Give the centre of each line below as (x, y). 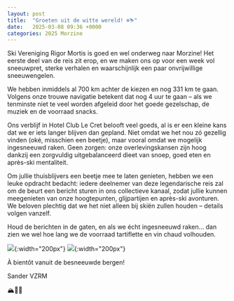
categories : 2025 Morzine (45, 33)
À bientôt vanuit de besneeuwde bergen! (66, 262)
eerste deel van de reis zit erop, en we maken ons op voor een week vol (111, 61)
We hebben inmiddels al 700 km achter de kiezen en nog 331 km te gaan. (113, 89)
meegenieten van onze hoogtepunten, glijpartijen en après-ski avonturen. (113, 199)
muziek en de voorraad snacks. (53, 112)
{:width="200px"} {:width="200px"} (70, 249)
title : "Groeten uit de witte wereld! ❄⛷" (73, 20)
